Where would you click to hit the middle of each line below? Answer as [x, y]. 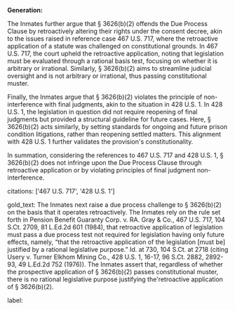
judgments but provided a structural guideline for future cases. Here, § [109, 119]
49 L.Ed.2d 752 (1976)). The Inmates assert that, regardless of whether [120, 264]
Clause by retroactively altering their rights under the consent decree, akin [115, 31]
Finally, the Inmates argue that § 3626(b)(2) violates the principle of [105, 97]
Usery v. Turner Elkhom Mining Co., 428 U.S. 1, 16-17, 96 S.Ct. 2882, [106, 257]
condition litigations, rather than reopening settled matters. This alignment [114, 134]
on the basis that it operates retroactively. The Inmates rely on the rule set [114, 212]
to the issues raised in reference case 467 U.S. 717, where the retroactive [113, 39]
